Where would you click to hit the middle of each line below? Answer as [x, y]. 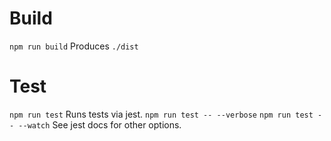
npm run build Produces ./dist [74, 46]
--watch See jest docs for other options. [100, 124]
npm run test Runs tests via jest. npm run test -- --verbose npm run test [161, 114]
